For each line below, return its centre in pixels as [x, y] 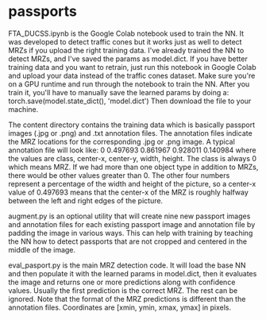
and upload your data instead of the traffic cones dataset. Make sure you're [132, 75]
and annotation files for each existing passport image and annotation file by [132, 224]
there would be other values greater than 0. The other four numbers [119, 175]
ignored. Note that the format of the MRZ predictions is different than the [127, 299]
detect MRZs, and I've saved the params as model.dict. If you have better [128, 59]
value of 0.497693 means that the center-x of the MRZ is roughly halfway [128, 192]
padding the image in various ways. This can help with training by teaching [131, 233]
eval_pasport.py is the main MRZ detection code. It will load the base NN [127, 265]
